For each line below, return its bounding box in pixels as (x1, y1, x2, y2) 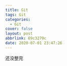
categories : (5, 17, 30, 22)
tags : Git (5, 12, 26, 17)
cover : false (5, 26, 33, 31)
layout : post (5, 31, 33, 36)
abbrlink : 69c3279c (5, 36, 47, 41)
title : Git (5, 7, 28, 13)
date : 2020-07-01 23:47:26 (5, 41, 62, 46)
